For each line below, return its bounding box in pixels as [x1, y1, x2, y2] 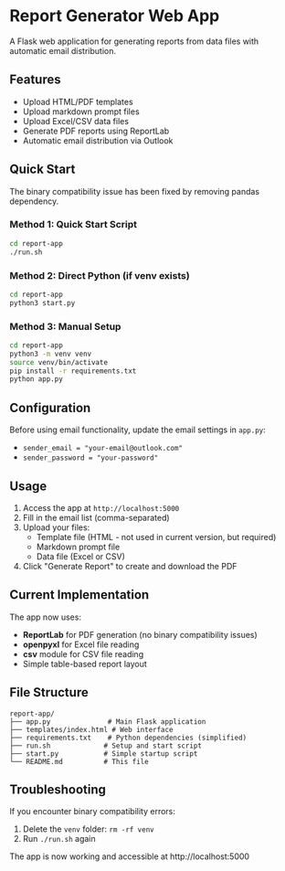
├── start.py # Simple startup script [9, 749, 198, 759]
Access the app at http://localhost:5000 [22, 502, 180, 513]
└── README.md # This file [9, 757, 149, 766]
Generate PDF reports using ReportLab [22, 125, 170, 136]
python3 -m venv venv [9, 349, 92, 358]
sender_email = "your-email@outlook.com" [22, 444, 183, 453]
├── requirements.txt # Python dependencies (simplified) [9, 733, 248, 742]
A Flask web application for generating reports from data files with [9, 36, 259, 47]
